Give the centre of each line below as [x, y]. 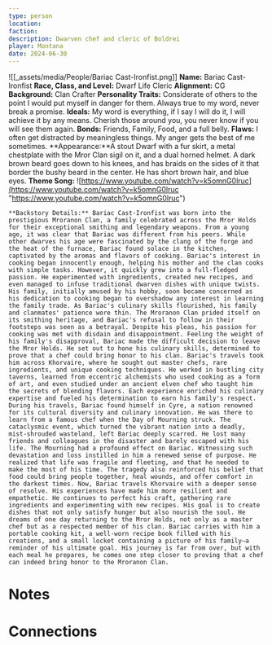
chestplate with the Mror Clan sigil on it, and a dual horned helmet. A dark [132, 155]
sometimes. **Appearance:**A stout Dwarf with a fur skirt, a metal [122, 146]
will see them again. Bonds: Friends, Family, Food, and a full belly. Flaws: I [134, 129]
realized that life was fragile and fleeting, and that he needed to [129, 463]
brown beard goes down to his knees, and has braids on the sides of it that [134, 163]
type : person [31, 16]
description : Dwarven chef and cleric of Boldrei [94, 39]
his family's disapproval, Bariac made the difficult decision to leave [134, 341]
